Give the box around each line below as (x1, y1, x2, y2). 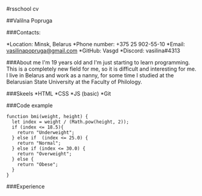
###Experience (6, 183, 45, 190)
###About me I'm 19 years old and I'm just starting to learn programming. (6, 59, 190, 66)
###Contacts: (6, 29, 41, 36)
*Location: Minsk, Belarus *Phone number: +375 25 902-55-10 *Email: (6, 41, 186, 47)
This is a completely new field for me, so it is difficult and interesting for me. (6, 65, 197, 72)
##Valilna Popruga (6, 17, 53, 24)
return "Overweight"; (17, 151, 72, 157)
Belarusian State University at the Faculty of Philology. (6, 79, 142, 85)
